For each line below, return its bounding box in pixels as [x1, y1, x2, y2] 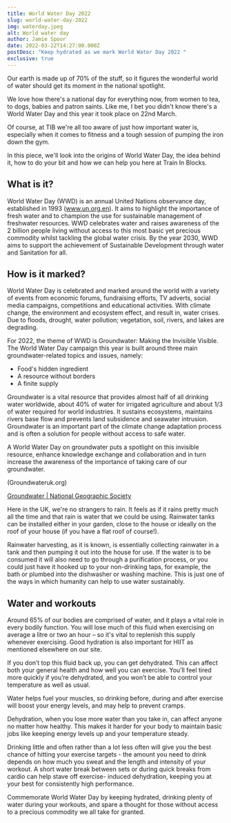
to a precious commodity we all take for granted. [7, 808, 145, 816]
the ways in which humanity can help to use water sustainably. [7, 577, 185, 586]
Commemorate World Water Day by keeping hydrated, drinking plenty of [7, 793, 213, 802]
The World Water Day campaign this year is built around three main [7, 344, 198, 353]
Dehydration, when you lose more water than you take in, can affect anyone [7, 715, 223, 723]
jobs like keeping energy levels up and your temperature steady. [7, 730, 190, 738]
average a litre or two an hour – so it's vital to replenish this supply [7, 631, 196, 639]
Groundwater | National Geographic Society [7, 492, 132, 500]
